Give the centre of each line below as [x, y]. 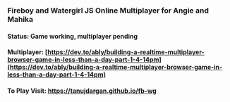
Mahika [20, 19]
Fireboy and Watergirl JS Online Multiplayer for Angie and [108, 11]
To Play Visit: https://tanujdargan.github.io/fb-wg [82, 91]
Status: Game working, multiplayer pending [72, 36]
